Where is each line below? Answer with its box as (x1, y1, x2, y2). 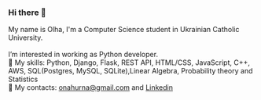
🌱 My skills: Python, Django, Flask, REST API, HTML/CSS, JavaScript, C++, (8, 58, 250, 67)
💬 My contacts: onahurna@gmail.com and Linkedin (8, 83, 173, 92)
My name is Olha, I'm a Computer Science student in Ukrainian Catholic (8, 25, 240, 34)
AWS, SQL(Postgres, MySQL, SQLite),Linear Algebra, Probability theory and (8, 66, 253, 76)
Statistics (8, 74, 39, 84)
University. (8, 33, 43, 42)
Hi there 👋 (8, 7, 47, 18)
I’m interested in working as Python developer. (8, 50, 159, 59)
